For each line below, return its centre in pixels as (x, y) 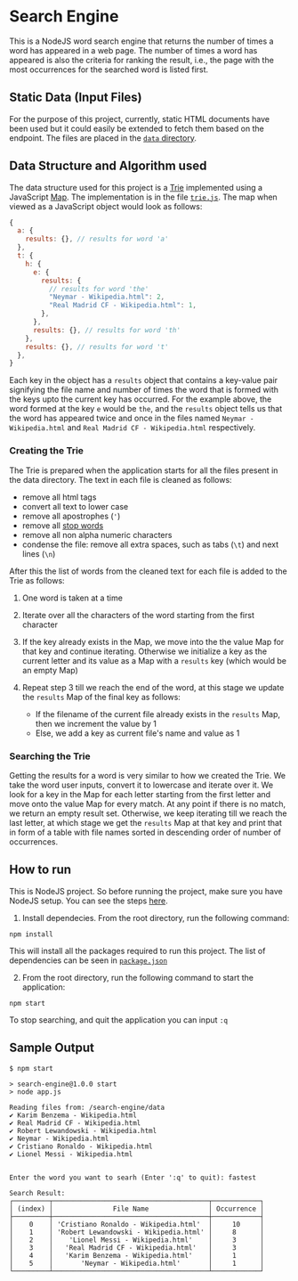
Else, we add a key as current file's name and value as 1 (137, 733)
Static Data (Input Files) (76, 98)
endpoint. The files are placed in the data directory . (103, 138)
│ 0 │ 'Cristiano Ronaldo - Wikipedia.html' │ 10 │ (137, 1224)
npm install (31, 934)
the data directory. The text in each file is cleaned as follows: (121, 479)
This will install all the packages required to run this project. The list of (137, 951)
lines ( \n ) (39, 553)
